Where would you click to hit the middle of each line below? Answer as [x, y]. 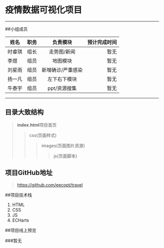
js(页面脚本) [65, 156]
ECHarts [20, 220]
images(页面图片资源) [63, 145]
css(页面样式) [43, 135]
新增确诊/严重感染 [62, 70]
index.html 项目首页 [37, 125]
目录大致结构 [24, 112]
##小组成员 [16, 29]
